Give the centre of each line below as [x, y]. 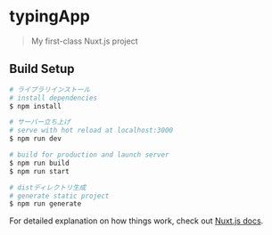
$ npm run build [39, 163]
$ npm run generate [45, 204]
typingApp [50, 16]
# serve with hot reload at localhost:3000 [91, 131]
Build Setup [42, 69]
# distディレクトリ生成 [48, 187]
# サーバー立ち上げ [40, 122]
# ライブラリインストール [50, 89]
